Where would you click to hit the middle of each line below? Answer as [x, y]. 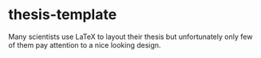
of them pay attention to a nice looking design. [85, 44]
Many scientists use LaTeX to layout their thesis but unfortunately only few [130, 37]
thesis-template [63, 15]
